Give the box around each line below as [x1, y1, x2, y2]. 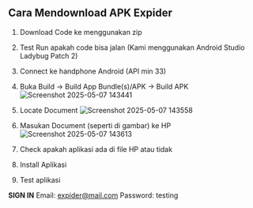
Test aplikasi [19, 175, 61, 184]
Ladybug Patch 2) [19, 51, 78, 60]
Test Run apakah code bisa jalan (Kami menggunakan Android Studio [19, 43, 245, 52]
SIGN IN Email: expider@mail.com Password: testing [8, 190, 179, 200]
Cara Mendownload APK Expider [8, 6, 172, 20]
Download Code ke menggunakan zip [19, 27, 142, 36]
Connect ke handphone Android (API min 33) [19, 66, 167, 76]
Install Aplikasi [19, 160, 67, 169]
